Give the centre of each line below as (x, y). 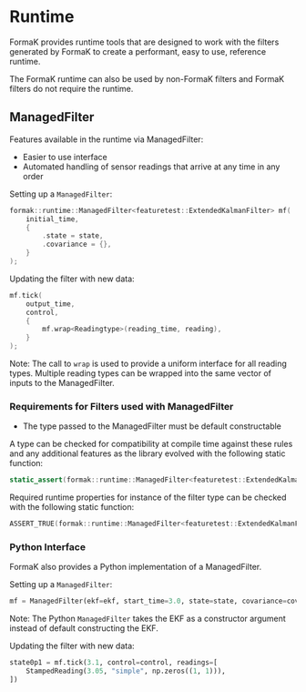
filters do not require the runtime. (71, 88)
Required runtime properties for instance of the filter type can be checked (148, 497)
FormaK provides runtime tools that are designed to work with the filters (144, 42)
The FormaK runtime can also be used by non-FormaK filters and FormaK (147, 78)
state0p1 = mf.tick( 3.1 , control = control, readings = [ (114, 663)
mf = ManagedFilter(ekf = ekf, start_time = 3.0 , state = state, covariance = (148, 601)
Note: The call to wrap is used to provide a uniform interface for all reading (148, 363)
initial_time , (52, 219)
